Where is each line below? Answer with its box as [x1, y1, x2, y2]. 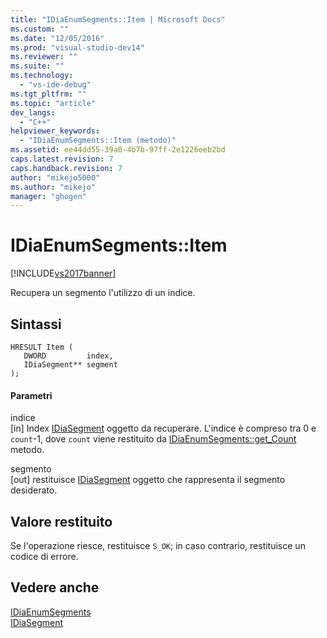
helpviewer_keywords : [10, 126, 101, 136]
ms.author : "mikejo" [10, 182, 97, 192]
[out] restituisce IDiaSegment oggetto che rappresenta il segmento [10, 474, 286, 486]
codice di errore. [10, 551, 79, 563]
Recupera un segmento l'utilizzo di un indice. [10, 287, 196, 299]
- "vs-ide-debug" [19, 80, 92, 90]
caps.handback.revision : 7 [10, 163, 123, 173]
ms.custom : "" [10, 24, 70, 34]
